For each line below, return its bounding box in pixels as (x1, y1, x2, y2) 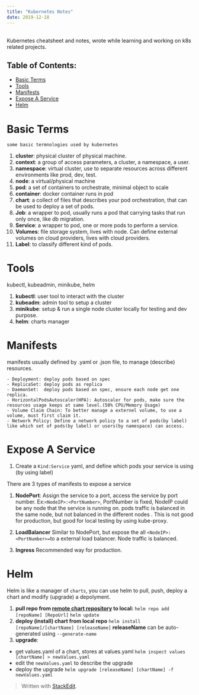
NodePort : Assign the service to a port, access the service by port (15, 492, 178, 499)
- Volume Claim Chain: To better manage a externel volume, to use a (7, 408, 182, 414)
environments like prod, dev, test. (15, 171, 97, 178)
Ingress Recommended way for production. (15, 546, 122, 554)
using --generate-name (41, 630, 97, 637)
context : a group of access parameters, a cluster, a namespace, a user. (15, 159, 190, 166)
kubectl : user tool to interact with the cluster (15, 293, 124, 300)
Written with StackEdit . (21, 683, 78, 690)
